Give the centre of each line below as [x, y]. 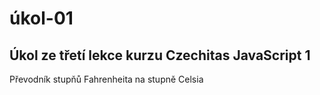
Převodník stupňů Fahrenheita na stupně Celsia [106, 79]
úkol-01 [41, 18]
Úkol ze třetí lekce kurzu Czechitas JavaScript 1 [160, 55]
